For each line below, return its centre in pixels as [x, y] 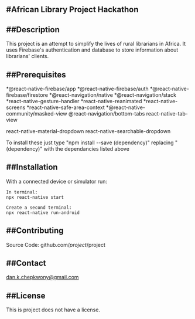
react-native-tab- [167, 114]
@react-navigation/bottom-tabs [107, 114]
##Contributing [35, 231]
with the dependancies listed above [87, 149]
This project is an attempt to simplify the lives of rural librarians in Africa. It [96, 44]
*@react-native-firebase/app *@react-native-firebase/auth [78, 89]
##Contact [26, 263]
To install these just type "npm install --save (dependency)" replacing [90, 142]
